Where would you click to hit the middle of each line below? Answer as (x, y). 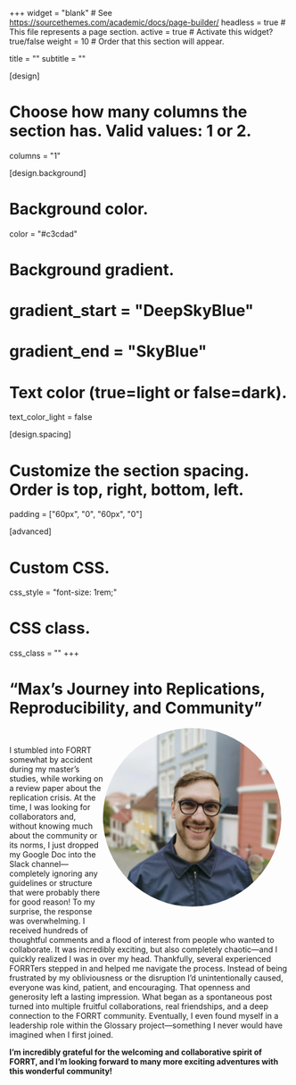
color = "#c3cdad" (44, 234)
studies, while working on (56, 779)
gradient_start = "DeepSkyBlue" (132, 311)
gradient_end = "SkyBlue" (108, 351)
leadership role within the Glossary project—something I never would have (146, 1025)
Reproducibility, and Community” (136, 708)
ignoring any (75, 873)
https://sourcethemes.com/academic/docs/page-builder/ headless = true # (148, 22)
